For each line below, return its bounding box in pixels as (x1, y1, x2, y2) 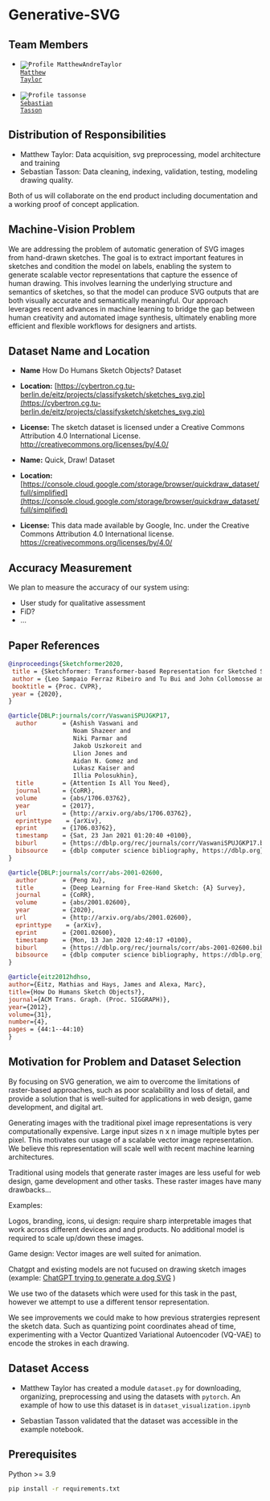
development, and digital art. (8, 1102, 104, 1112)
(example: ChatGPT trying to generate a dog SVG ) (8, 1272, 176, 1282)
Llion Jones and (72, 749, 128, 758)
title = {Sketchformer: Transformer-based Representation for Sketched (11, 667, 257, 676)
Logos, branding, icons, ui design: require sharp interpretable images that (8, 1216, 252, 1226)
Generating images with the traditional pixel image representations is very (8, 1118, 252, 1127)
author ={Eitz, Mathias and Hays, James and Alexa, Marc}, (8, 981, 207, 989)
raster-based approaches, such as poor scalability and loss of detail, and (8, 1085, 251, 1094)
